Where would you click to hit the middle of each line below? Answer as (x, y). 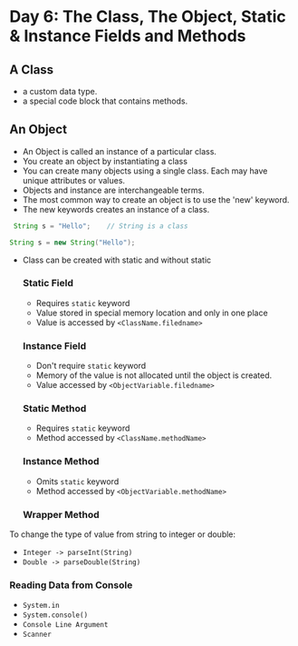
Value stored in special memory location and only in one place (152, 313)
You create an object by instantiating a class (105, 161)
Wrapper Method (61, 514)
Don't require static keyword (91, 366)
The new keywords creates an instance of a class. (116, 209)
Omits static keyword (77, 481)
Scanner (37, 635)
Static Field (48, 283)
